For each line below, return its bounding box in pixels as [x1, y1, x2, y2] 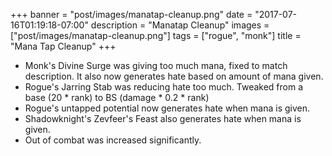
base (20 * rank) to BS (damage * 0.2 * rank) [24, 92, 210, 103]
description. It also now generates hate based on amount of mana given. [24, 70, 324, 82]
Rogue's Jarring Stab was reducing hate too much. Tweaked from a [24, 81, 304, 93]
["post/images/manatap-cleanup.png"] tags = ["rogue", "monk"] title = [10, 30, 302, 41]
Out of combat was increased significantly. [24, 134, 202, 146]
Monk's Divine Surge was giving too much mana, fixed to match [24, 60, 288, 71]
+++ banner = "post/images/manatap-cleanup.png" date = [10, 9, 253, 20]
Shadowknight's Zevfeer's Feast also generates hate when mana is [24, 113, 302, 124]
